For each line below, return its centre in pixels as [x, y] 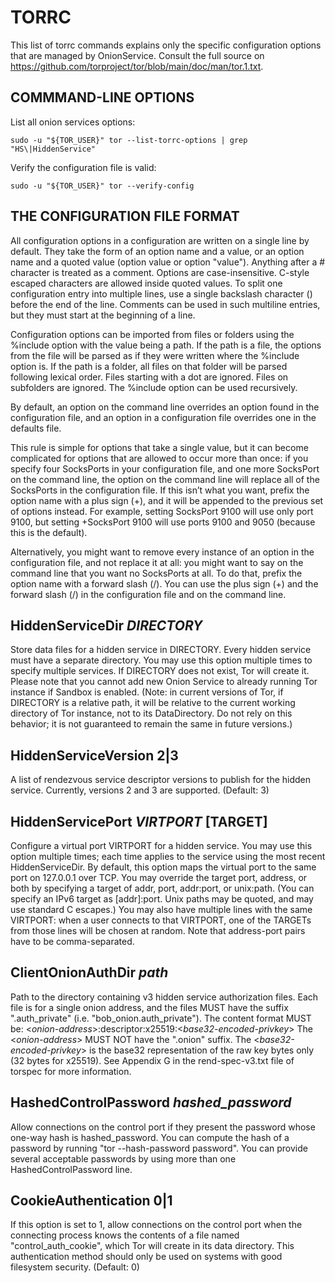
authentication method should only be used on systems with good [146, 1257]
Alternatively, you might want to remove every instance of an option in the [162, 552]
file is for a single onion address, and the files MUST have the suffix [149, 1007]
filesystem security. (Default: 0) [75, 1267]
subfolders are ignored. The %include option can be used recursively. [154, 387]
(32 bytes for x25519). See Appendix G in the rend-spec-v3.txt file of [152, 1060]
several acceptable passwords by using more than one [123, 1158]
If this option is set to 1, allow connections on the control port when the [156, 1225]
